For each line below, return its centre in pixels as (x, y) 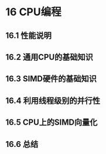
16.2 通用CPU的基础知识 (49, 57)
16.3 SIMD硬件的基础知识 (51, 79)
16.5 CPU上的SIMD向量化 (52, 123)
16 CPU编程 (34, 12)
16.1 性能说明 (29, 35)
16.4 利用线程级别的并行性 (53, 100)
